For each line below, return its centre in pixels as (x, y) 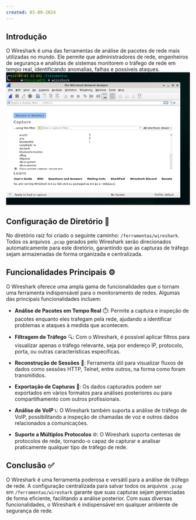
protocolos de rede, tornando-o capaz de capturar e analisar (87, 441)
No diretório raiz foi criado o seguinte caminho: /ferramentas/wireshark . (93, 235)
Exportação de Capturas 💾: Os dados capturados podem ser (88, 386)
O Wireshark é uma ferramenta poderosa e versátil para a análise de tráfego (97, 480)
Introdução (27, 37)
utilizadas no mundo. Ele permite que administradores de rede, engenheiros (97, 57)
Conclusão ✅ (30, 465)
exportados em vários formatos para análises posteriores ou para (93, 393)
